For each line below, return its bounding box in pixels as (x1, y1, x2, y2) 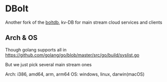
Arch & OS (5, 34, 38, 42)
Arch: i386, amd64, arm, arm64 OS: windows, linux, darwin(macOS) (5, 71, 145, 77)
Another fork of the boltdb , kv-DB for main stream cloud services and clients (5, 19, 163, 25)
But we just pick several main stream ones (5, 61, 92, 67)
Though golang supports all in (5, 46, 67, 52)
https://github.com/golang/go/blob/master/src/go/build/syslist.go (5, 52, 140, 58)
